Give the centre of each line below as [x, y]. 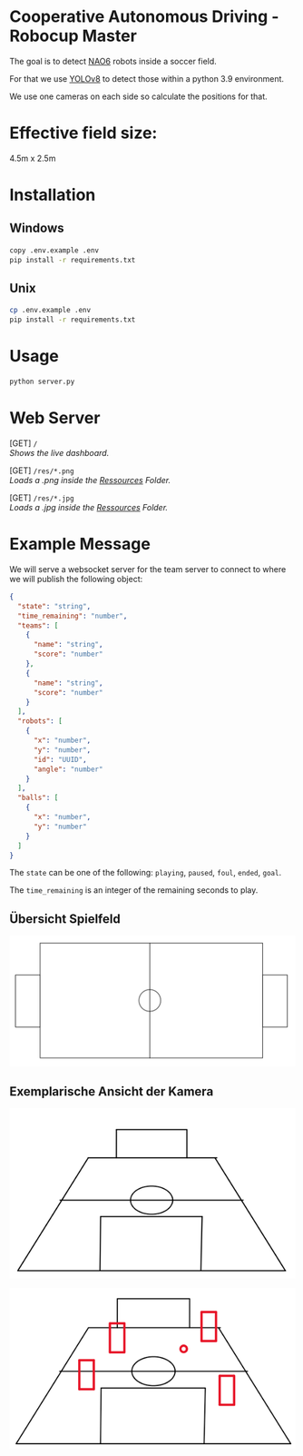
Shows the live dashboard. [59, 452]
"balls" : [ [38, 798]
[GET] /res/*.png [42, 470]
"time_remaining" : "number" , [73, 616]
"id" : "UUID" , [60, 759]
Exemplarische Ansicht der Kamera [112, 1091]
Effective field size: [83, 133]
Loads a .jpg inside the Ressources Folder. [89, 507]
